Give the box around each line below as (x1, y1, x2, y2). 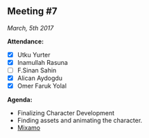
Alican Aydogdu (17, 74, 63, 82)
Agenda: (7, 96, 33, 104)
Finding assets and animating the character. (17, 117, 143, 125)
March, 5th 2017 (7, 23, 54, 32)
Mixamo (17, 124, 40, 132)
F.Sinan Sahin (17, 66, 57, 75)
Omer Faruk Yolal (17, 82, 67, 90)
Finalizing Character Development (17, 109, 114, 117)
